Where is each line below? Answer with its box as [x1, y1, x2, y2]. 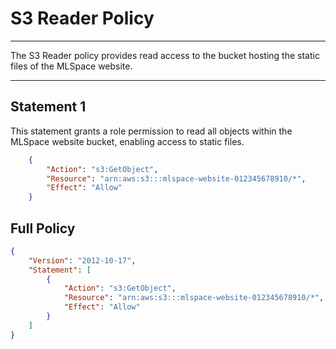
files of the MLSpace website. [10, 60, 133, 72]
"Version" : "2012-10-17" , [28, 255, 137, 266]
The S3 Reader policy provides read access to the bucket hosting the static [10, 49, 320, 61]
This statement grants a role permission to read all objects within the [10, 125, 293, 137]
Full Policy [10, 220, 76, 237]
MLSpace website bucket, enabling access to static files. [10, 135, 245, 147]
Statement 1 [10, 98, 87, 116]
